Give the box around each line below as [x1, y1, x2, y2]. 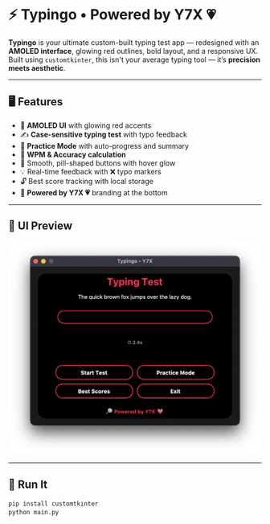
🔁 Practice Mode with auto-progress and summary [19, 141, 190, 150]
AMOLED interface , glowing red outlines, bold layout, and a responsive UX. [8, 46, 259, 55]
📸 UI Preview [8, 219, 73, 233]
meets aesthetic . [8, 63, 66, 72]
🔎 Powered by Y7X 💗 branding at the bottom [19, 187, 168, 197]
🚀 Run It [8, 477, 48, 491]
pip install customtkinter [8, 500, 99, 508]
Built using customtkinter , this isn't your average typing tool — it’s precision [8, 55, 261, 64]
